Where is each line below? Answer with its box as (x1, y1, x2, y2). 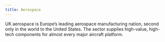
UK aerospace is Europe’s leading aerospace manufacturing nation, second (5, 21, 159, 27)
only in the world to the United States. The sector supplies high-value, (5, 26, 148, 32)
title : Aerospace (5, 7, 41, 12)
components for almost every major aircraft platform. (15, 31, 123, 37)
